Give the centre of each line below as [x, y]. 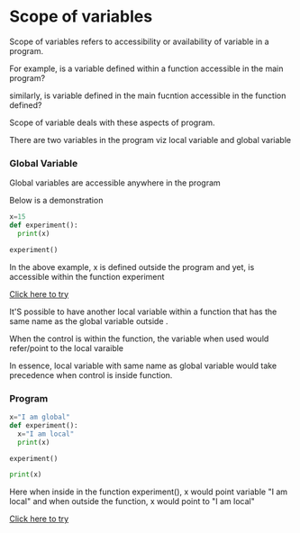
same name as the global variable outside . [89, 321]
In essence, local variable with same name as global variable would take [143, 366]
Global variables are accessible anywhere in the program [115, 183]
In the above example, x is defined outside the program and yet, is [132, 266]
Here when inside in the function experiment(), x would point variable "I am [149, 492]
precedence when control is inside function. [91, 375]
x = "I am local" [46, 434]
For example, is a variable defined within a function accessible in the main [146, 68]
